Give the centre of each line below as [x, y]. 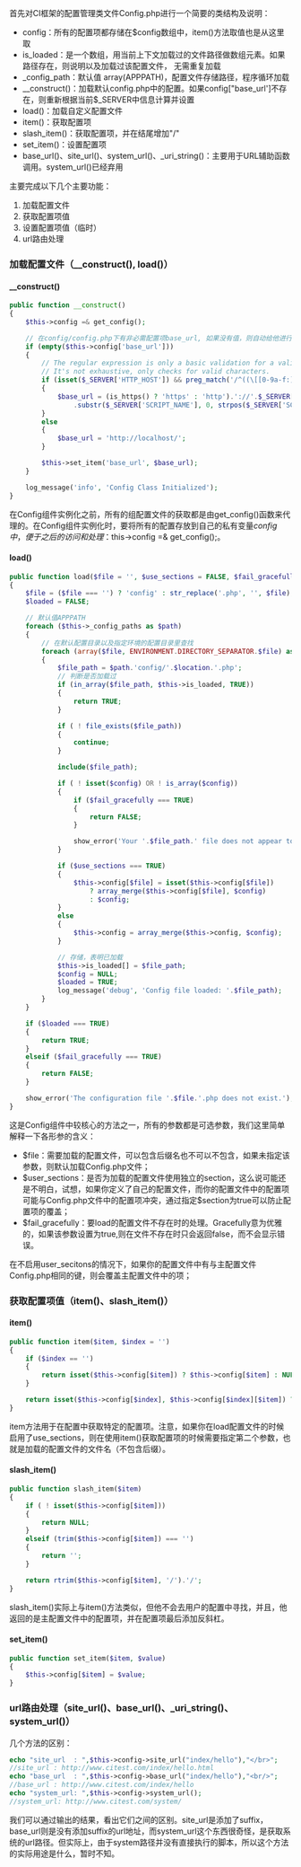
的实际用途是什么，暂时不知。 [64, 1854]
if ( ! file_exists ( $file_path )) [119, 726]
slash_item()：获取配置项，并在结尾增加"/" [101, 133]
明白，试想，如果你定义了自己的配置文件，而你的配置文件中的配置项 [163, 1189]
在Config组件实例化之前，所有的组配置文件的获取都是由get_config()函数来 [146, 514]
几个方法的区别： [41, 1743]
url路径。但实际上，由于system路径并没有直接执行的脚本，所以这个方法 [157, 1842]
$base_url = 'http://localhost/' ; [121, 438]
